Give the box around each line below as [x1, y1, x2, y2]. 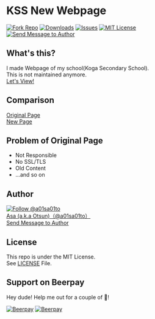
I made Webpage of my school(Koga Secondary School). [6, 64, 150, 71]
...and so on [15, 171, 45, 178]
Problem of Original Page [6, 135, 104, 145]
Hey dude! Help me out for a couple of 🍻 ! [6, 293, 110, 301]
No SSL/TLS [15, 158, 46, 166]
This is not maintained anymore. [6, 71, 87, 78]
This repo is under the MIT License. [6, 253, 96, 260]
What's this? [6, 48, 56, 59]
